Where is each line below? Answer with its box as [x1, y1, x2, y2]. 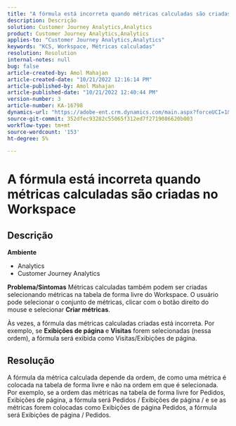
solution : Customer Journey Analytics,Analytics [7, 23, 152, 30]
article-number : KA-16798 [7, 102, 83, 109]
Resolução [7, 354, 55, 367]
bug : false [7, 63, 39, 70]
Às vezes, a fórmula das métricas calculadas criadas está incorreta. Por [7, 319, 215, 328]
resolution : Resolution [7, 50, 77, 57]
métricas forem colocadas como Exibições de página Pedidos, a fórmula [7, 403, 217, 412]
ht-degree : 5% [7, 135, 49, 142]
